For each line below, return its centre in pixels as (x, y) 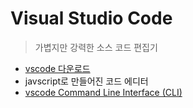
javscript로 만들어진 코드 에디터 (86, 81)
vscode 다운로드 (57, 68)
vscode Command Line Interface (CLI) (103, 92)
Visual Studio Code (91, 18)
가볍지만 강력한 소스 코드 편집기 (96, 47)
